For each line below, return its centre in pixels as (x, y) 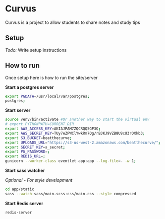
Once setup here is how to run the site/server (52, 77)
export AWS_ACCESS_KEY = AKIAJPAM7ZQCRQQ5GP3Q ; (53, 129)
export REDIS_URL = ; (25, 156)
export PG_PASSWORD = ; (27, 152)
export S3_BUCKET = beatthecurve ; (38, 138)
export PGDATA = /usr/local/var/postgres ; (48, 96)
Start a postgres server (29, 87)
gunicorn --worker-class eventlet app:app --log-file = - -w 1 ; (71, 161)
